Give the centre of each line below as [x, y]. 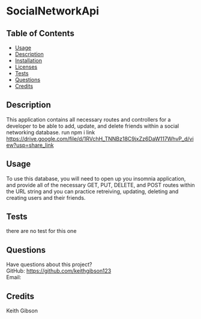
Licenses [26, 67]
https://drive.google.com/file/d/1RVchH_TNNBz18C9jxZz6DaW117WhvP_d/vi [100, 138]
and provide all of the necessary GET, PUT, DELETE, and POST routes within [100, 185]
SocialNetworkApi [53, 11]
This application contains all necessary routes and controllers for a [88, 119]
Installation [28, 60]
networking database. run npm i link [51, 132]
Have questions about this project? [49, 265]
